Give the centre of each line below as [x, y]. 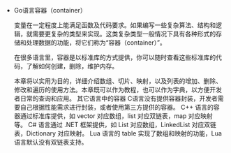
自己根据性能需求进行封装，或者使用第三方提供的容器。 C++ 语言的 [117, 107]
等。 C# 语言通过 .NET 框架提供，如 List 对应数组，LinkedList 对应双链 [115, 125]
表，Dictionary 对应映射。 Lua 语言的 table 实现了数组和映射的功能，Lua [118, 133]
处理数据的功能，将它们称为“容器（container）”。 [96, 43]
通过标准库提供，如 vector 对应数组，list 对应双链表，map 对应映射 [116, 116]
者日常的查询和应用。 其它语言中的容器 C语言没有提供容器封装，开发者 [115, 99]
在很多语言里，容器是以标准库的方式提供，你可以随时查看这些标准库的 [115, 57]
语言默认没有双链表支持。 [51, 142]
